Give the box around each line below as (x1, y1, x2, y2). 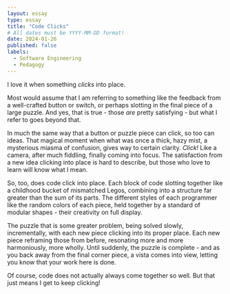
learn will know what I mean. (7, 165, 88, 174)
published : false (7, 42, 57, 49)
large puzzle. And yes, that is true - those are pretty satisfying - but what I (7, 108, 218, 116)
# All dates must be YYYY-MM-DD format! (7, 29, 125, 36)
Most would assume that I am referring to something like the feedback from (7, 94, 222, 102)
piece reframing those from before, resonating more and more (7, 235, 184, 244)
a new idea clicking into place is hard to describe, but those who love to (7, 158, 211, 166)
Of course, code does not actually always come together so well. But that (7, 271, 216, 280)
